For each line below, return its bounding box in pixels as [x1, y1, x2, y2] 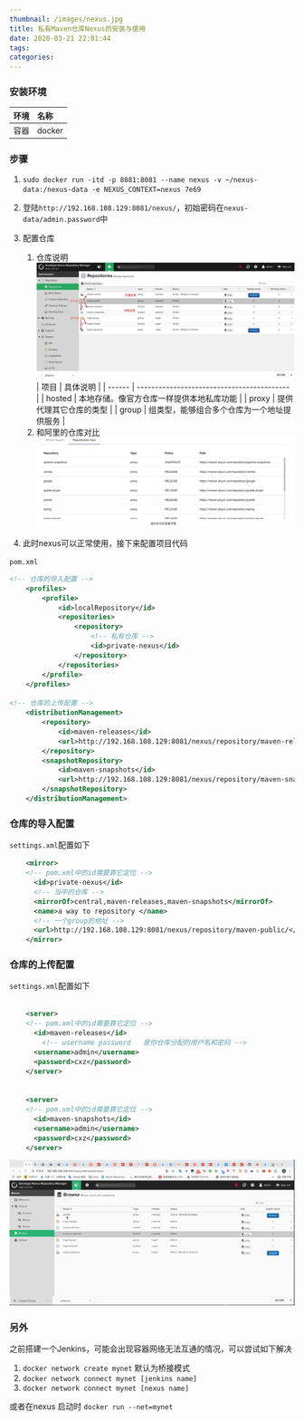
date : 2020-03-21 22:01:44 [9, 34, 111, 43]
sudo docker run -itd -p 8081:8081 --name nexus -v [22, 175, 222, 185]
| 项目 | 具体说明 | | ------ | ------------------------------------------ [35, 381, 290, 392]
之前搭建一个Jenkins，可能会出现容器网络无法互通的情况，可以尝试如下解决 [9, 1343, 292, 1354]
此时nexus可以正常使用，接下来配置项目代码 [22, 537, 188, 548]
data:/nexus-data [22, 185, 89, 194]
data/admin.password [22, 215, 100, 224]
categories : [9, 53, 54, 62]
